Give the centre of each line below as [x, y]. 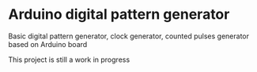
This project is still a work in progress [69, 59]
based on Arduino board [48, 44]
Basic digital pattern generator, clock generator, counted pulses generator [129, 36]
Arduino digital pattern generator [119, 14]
